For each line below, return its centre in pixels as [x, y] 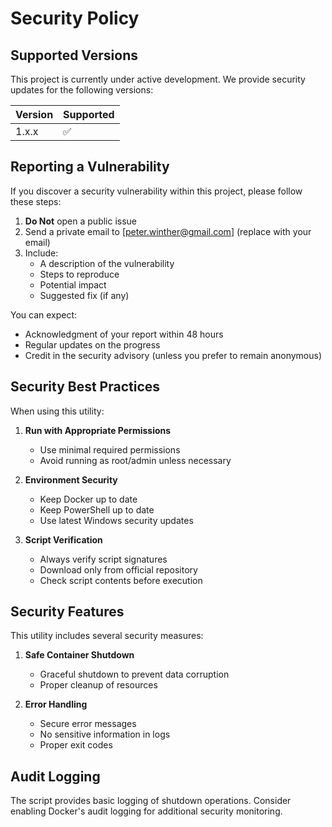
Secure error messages [88, 724]
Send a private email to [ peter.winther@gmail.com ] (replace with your [168, 231]
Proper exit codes [76, 745]
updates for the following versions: [82, 90]
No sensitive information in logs [105, 734]
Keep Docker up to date [88, 499]
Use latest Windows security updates [116, 520]
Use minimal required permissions [110, 449]
